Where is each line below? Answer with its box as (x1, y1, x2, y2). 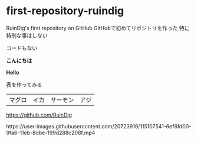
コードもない (6, 44, 37, 51)
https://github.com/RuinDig (6, 111, 72, 118)
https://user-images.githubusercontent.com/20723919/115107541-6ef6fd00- (6, 122, 192, 130)
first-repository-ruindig (6, 4, 124, 18)
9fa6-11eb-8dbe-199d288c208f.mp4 (6, 129, 96, 136)
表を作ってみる (6, 81, 42, 88)
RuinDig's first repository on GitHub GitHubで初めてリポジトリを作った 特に (6, 24, 190, 31)
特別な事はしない (6, 31, 48, 39)
